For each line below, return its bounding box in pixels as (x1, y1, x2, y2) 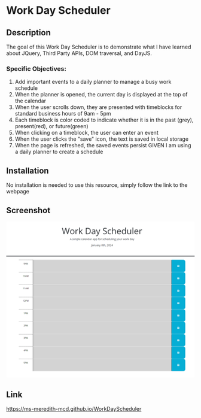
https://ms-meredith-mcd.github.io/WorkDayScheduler (6, 405, 142, 413)
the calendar (14, 97, 47, 105)
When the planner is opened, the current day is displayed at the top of (14, 91, 188, 98)
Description (6, 28, 51, 38)
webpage (6, 188, 30, 195)
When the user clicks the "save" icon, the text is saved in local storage (14, 135, 189, 143)
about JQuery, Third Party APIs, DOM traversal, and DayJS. (6, 50, 153, 57)
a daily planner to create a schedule (14, 148, 103, 156)
